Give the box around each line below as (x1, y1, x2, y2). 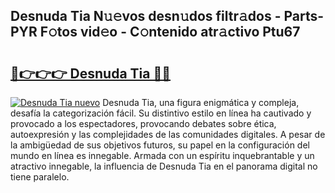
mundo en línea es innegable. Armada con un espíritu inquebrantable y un (10, 150, 315, 161)
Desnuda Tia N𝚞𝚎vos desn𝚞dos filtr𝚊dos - (10, 8, 282, 25)
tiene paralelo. (10, 171, 70, 183)
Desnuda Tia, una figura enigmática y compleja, (102, 97, 300, 108)
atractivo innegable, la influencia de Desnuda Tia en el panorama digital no (10, 160, 318, 172)
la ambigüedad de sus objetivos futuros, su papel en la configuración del (10, 139, 310, 151)
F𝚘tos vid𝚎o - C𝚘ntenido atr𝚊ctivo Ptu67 (39, 24, 301, 41)
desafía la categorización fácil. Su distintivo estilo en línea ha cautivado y (10, 107, 312, 119)
